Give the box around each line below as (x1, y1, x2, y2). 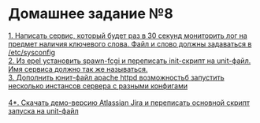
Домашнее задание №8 (8, 5, 173, 23)
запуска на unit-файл (8, 106, 79, 115)
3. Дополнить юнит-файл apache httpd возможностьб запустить (8, 73, 225, 82)
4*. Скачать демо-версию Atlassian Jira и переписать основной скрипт (8, 98, 251, 107)
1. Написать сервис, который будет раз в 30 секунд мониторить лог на (8, 31, 248, 40)
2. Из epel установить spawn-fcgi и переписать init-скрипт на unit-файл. (8, 56, 251, 65)
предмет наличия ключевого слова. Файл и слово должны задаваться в (8, 39, 252, 48)
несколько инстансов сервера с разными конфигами (8, 80, 188, 91)
